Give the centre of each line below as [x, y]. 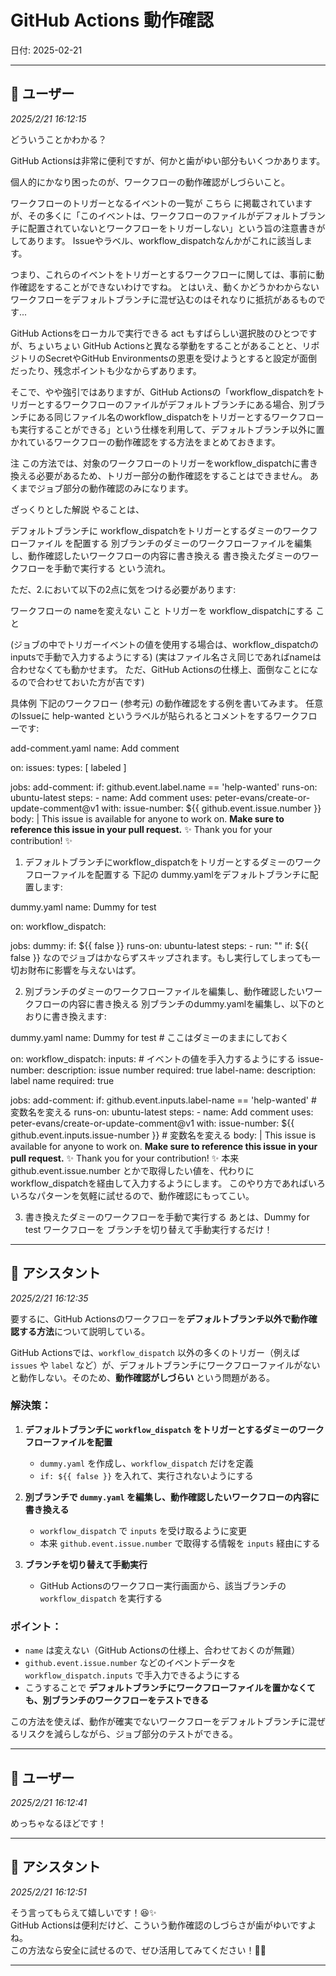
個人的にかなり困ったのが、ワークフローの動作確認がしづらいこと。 [150, 182]
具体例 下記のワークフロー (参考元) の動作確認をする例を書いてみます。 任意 [167, 703]
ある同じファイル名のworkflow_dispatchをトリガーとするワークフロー [180, 417]
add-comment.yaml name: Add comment [95, 748]
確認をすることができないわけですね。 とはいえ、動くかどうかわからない [169, 287]
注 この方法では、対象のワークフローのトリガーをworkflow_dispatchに [155, 463]
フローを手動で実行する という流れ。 [95, 568]
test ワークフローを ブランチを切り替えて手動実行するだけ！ [148, 1229]
